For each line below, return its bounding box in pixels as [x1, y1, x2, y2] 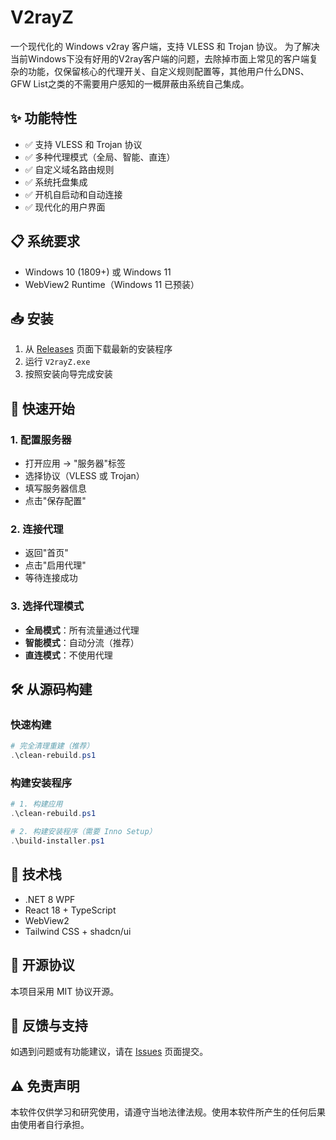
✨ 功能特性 [10, 110, 78, 127]
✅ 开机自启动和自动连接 [24, 188, 123, 200]
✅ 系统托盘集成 [24, 176, 88, 188]
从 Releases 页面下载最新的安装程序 [24, 343, 173, 355]
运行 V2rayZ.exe [24, 356, 91, 368]
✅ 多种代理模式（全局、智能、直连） [24, 151, 176, 163]
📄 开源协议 [10, 957, 75, 974]
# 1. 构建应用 [10, 799, 63, 810]
